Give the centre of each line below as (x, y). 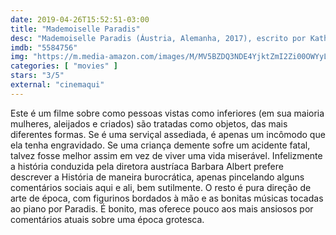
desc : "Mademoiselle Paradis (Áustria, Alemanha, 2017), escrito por (158, 38)
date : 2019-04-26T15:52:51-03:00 (80, 19)
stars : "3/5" (37, 76)
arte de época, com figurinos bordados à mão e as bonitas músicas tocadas (167, 198)
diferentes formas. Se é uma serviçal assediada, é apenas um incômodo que (168, 134)
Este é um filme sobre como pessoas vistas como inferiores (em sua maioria (167, 113)
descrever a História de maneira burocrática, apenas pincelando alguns (157, 177)
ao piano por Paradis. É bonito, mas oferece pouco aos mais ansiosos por (162, 208)
